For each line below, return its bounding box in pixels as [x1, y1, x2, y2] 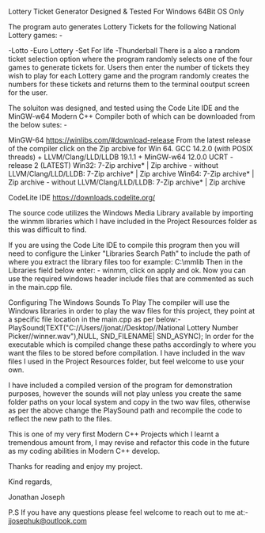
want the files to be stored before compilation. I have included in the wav [8, 348, 245, 357]
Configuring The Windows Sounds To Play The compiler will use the [8, 298, 230, 307]
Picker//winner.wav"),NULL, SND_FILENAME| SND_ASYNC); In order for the [8, 332, 255, 341]
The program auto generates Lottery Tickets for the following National [8, 22, 237, 31]
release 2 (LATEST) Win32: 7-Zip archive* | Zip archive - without [8, 161, 219, 169]
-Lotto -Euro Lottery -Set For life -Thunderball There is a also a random [8, 46, 240, 55]
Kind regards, [8, 477, 53, 486]
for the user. [8, 88, 48, 97]
